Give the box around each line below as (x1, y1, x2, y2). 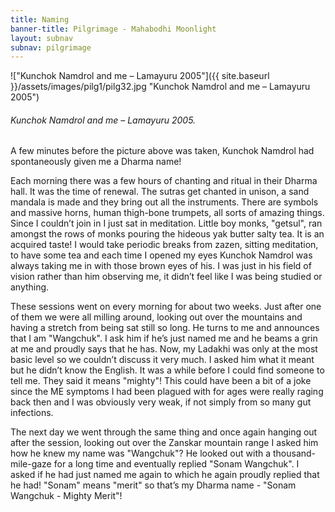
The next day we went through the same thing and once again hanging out (10, 426, 318, 438)
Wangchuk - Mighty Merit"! (10, 490, 123, 502)
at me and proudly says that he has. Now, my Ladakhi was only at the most (10, 343, 318, 355)
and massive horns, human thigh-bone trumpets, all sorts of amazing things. (10, 207, 325, 219)
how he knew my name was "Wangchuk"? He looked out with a (10, 447, 272, 460)
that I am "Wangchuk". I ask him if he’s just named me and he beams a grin (10, 332, 318, 345)
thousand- (272, 447, 317, 460)
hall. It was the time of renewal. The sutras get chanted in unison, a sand (10, 186, 310, 198)
